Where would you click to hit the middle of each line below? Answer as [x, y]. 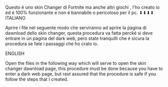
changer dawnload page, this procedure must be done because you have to [84, 68]
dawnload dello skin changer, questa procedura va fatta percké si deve [79, 33]
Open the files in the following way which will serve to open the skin [76, 63]
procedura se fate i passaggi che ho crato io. [52, 44]
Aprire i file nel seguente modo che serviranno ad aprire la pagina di [76, 28]
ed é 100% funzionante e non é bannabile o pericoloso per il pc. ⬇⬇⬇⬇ [80, 13]
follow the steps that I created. [37, 79]
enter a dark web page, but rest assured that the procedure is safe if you [81, 74]
